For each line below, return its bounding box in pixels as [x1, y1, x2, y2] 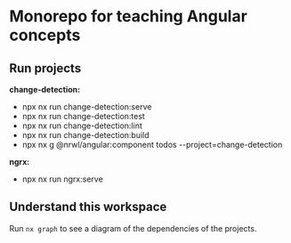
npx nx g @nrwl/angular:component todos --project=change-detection [21, 140, 283, 150]
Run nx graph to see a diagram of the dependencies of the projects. [9, 223, 257, 233]
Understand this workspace [9, 199, 167, 215]
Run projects [9, 61, 82, 76]
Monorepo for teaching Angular [9, 6, 247, 27]
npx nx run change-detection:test [21, 111, 145, 121]
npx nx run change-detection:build [21, 130, 150, 140]
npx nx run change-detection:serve [21, 101, 152, 112]
